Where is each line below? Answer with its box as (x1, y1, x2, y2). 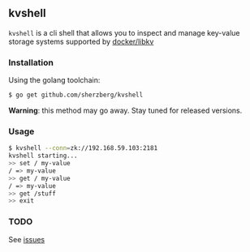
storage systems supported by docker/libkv (8, 36, 154, 46)
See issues (8, 234, 45, 244)
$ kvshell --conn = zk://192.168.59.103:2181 (8, 144, 158, 152)
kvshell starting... (8, 152, 79, 160)
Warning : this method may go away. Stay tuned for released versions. (8, 105, 243, 115)
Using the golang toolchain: (8, 75, 101, 85)
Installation (8, 57, 54, 68)
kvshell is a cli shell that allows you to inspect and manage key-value (8, 28, 241, 37)
